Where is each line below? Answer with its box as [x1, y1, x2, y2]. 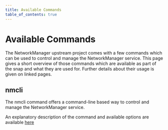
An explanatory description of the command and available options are [5, 114, 149, 120]
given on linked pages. [5, 71, 52, 77]
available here [5, 119, 34, 125]
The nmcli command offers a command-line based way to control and [5, 99, 149, 105]
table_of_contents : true [5, 12, 57, 17]
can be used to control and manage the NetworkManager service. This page [5, 55, 163, 61]
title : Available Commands [5, 7, 62, 12]
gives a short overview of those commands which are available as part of [5, 60, 156, 66]
